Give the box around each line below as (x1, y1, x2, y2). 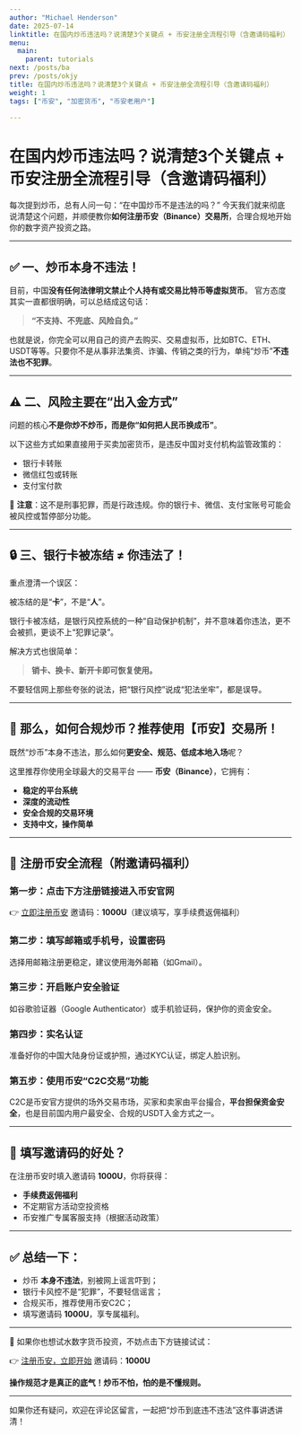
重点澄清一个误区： (9, 577, 81, 588)
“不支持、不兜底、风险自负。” (30, 315, 139, 326)
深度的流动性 (21, 796, 70, 806)
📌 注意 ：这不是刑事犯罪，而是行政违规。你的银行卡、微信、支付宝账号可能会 (9, 499, 292, 510)
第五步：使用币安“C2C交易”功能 (9, 1075, 150, 1087)
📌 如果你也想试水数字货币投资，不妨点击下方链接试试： (9, 1336, 213, 1347)
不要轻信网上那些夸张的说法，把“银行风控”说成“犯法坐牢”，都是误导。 (9, 683, 267, 694)
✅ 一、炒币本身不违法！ (9, 260, 141, 275)
